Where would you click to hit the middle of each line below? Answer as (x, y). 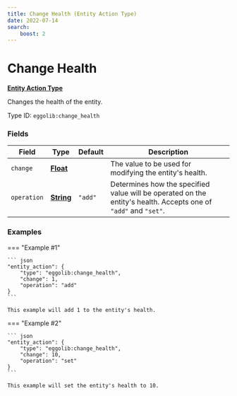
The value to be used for (151, 164)
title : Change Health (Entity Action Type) (72, 14)
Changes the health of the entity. (55, 102)
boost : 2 (33, 34)
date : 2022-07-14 (33, 21)
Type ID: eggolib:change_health (54, 116)
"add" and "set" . (138, 211)
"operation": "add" (49, 285)
